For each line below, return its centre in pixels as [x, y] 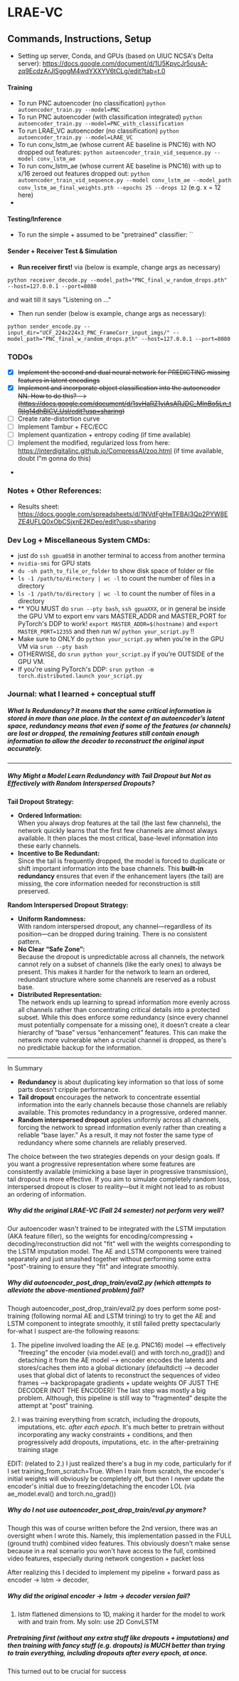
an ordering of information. [47, 1194]
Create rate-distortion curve [59, 419]
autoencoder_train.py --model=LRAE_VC [75, 138]
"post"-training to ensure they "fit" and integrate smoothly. [93, 1266]
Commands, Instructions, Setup [79, 39]
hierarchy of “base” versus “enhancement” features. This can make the [122, 1032]
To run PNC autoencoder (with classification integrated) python [110, 117]
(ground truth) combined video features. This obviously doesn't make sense [119, 1543]
